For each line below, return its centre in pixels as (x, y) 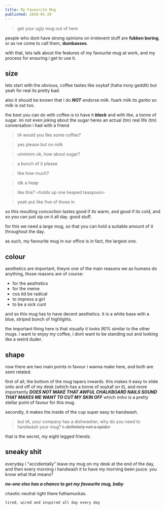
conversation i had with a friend (37, 125)
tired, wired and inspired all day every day (52, 502)
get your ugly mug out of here (48, 28)
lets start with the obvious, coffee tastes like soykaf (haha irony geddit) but (81, 85)
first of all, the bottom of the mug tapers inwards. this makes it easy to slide (82, 381)
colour (15, 256)
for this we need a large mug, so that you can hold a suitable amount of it (79, 226)
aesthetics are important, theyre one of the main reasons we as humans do (81, 269)
